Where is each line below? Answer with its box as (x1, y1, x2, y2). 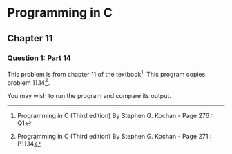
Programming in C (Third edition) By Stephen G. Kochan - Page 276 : (17, 112, 213, 120)
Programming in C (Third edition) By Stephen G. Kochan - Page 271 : (17, 133, 212, 141)
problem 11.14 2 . (7, 77, 50, 87)
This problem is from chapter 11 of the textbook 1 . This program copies (7, 68, 206, 78)
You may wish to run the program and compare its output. (7, 92, 171, 100)
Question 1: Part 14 (7, 53, 71, 63)
